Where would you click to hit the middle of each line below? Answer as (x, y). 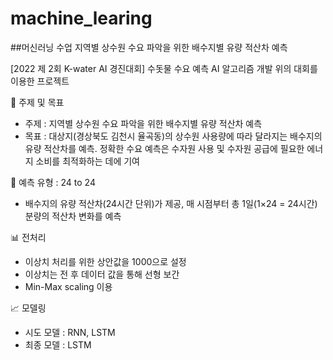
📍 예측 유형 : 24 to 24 (53, 182)
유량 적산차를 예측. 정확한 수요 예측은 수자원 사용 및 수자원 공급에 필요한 (164, 148)
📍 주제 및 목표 (37, 102)
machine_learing (81, 18)
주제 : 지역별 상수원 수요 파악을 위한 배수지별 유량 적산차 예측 (143, 123)
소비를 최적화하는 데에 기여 (87, 161)
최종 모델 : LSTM (58, 344)
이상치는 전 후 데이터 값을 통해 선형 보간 (102, 274)
